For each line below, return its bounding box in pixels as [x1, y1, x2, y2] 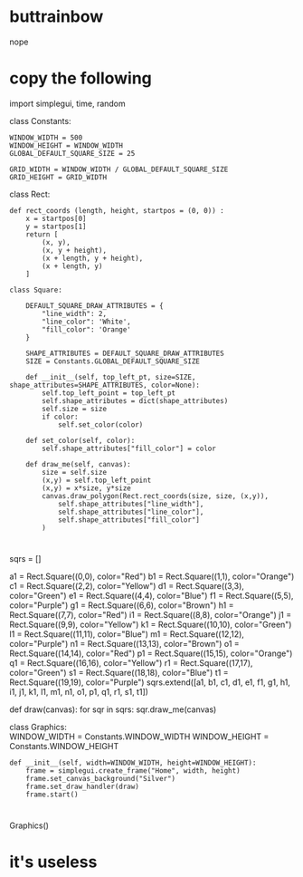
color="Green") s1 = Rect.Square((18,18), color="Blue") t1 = [9, 668, 229, 679]
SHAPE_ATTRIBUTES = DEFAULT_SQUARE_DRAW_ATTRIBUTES [25, 349, 224, 358]
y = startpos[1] [25, 222, 88, 231]
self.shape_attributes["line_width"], [57, 499, 204, 508]
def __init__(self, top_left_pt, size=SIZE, [25, 372, 196, 381]
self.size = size [42, 404, 107, 413]
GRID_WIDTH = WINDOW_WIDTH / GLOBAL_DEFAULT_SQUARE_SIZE [9, 165, 229, 174]
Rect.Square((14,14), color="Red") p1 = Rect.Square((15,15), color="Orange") [9, 648, 293, 659]
